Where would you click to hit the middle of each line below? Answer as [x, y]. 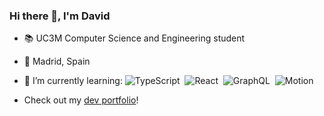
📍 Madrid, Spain [57, 61]
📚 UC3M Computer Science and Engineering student [134, 38]
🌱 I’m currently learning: [73, 81]
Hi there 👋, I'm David [60, 16]
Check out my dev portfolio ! [81, 100]
